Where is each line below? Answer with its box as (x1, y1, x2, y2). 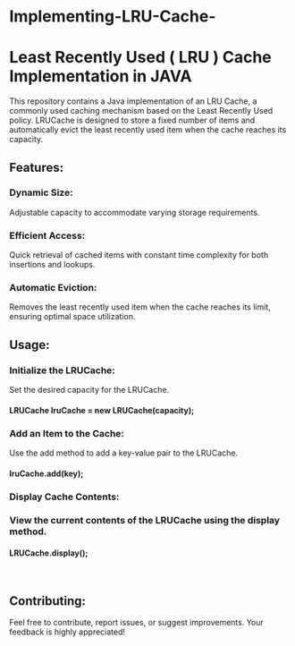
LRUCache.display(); (9, 548, 88, 558)
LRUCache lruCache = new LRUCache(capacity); (9, 404, 195, 415)
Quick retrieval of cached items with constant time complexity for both (9, 250, 269, 260)
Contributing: (9, 593, 87, 609)
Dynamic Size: (9, 186, 73, 199)
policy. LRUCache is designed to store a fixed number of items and (9, 115, 256, 126)
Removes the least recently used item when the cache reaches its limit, (9, 302, 271, 312)
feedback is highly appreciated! (9, 626, 126, 637)
